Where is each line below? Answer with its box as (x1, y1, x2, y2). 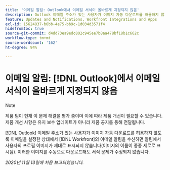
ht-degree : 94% (5, 45, 37, 50)
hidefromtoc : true (5, 26, 44, 31)
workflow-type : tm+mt (5, 36, 51, 41)
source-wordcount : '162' (5, 40, 58, 45)
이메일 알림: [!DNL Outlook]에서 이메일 (5, 73, 160, 84)
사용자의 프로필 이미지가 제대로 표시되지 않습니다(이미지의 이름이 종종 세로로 (5, 142, 156, 148)
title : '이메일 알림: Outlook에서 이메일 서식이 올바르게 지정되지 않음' (5, 7, 140, 13)
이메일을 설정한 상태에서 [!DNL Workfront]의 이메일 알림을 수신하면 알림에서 (10, 136, 161, 142)
